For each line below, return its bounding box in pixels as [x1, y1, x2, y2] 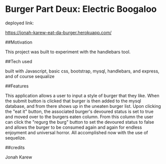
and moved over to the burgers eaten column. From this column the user [5, 113, 154, 120]
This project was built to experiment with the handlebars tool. [5, 49, 131, 55]
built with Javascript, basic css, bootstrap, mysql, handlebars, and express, [5, 68, 160, 74]
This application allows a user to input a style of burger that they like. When [5, 92, 160, 98]
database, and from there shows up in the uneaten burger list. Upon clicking [5, 103, 161, 109]
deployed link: [5, 20, 34, 26]
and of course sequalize [5, 73, 55, 79]
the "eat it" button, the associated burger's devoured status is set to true [5, 108, 154, 114]
